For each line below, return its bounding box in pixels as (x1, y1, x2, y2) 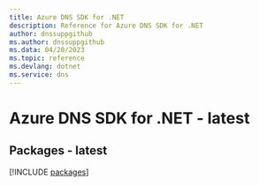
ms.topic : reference (9, 54, 86, 63)
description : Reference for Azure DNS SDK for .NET (9, 21, 203, 30)
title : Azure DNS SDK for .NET (9, 12, 125, 22)
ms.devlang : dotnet (9, 63, 81, 71)
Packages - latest (9, 143, 108, 159)
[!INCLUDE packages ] (9, 167, 89, 177)
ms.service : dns (9, 71, 69, 79)
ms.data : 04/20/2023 (9, 46, 86, 55)
